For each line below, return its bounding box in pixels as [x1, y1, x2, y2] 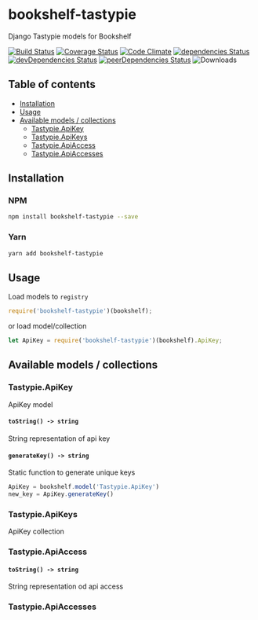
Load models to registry [8, 292, 89, 302]
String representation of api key [8, 434, 111, 443]
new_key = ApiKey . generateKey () [8, 490, 114, 498]
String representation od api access [8, 581, 124, 591]
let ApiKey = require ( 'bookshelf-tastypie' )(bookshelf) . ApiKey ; [8, 336, 223, 345]
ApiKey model [8, 399, 53, 409]
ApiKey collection [8, 526, 65, 536]
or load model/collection [8, 321, 87, 331]
